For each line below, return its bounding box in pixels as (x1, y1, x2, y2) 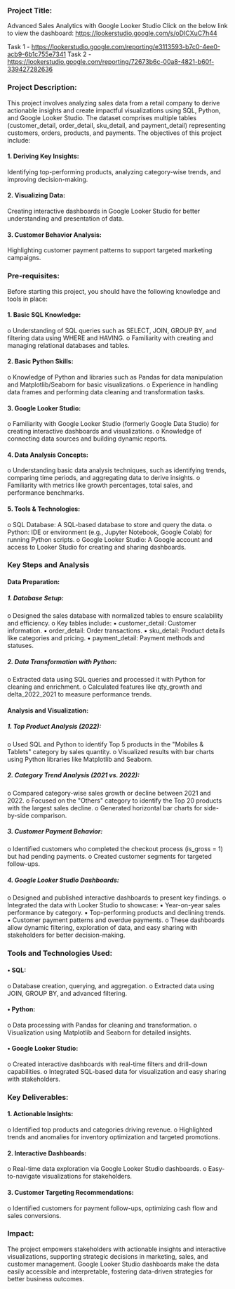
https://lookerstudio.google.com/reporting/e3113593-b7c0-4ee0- (31, 43, 221, 51)
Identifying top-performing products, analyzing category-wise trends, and (7, 167, 221, 176)
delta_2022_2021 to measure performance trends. (7, 689, 152, 698)
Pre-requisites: (7, 271, 60, 281)
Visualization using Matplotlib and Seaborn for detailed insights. (7, 1028, 192, 1037)
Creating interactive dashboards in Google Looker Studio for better (7, 207, 201, 215)
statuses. (7, 642, 34, 649)
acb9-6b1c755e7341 (7, 50, 67, 58)
